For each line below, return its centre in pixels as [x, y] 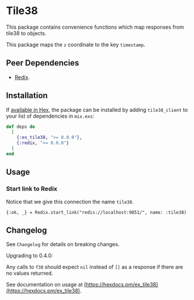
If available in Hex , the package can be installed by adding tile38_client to [97, 110]
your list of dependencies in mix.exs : [50, 116]
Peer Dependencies [43, 63]
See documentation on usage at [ [46, 285]
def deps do [20, 127]
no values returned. [30, 273]
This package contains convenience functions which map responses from [95, 27]
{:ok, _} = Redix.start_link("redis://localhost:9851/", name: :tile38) [96, 212]
